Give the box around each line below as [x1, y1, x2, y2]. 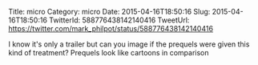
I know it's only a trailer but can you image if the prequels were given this [8, 39, 250, 49]
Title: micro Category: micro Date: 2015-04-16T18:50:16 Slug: [8, 7, 211, 16]
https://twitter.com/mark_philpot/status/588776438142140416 [8, 24, 214, 33]
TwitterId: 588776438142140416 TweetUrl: [49, 15, 190, 25]
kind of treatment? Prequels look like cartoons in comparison [8, 48, 210, 57]
